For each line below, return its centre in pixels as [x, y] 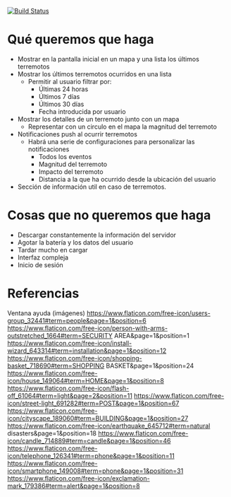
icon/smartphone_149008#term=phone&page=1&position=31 [95, 471]
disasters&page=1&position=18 [52, 433]
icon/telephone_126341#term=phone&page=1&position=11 [91, 455]
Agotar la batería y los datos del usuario [75, 242]
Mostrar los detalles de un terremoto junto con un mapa [98, 119]
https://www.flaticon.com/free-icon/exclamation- [79, 478]
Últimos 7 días [59, 96]
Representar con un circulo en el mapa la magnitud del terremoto [122, 127]
